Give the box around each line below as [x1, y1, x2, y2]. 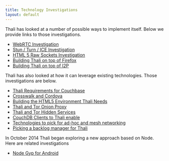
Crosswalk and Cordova [12, 93, 63, 99]
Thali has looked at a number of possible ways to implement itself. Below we [5, 26, 164, 32]
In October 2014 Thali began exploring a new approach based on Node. [5, 135, 154, 141]
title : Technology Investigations [5, 7, 78, 13]
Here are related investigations [5, 140, 69, 146]
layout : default [5, 12, 39, 17]
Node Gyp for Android [12, 150, 59, 156]
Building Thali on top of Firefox [12, 57, 77, 63]
